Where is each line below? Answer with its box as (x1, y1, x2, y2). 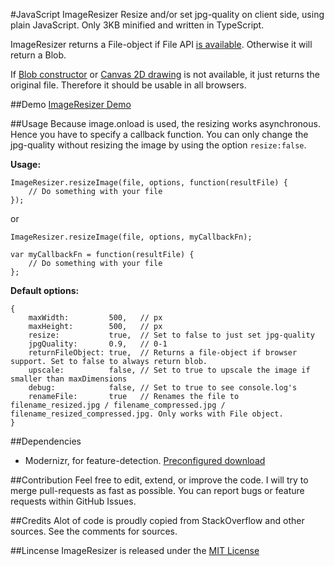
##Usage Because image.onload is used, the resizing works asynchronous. (10, 118, 321, 129)
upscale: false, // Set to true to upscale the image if (28, 365, 311, 375)
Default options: (10, 285, 80, 296)
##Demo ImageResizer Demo (10, 99, 132, 110)
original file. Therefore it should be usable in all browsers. (10, 79, 247, 91)
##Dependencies (10, 435, 82, 447)
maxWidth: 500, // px (28, 313, 163, 323)
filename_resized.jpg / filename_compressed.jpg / (10, 400, 226, 410)
